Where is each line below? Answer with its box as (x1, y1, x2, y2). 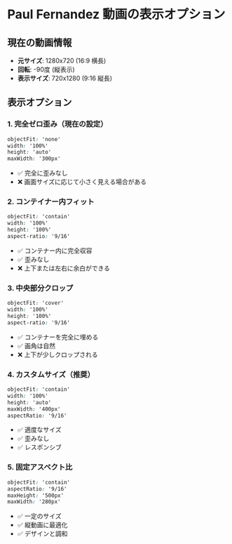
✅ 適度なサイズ (17, 425, 62, 434)
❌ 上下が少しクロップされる (17, 350, 98, 359)
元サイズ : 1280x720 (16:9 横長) (17, 57, 107, 65)
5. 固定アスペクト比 (7, 463, 73, 472)
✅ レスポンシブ (17, 443, 62, 451)
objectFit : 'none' (7, 135, 61, 142)
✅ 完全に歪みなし (17, 169, 68, 178)
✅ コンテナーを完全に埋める (17, 333, 99, 341)
